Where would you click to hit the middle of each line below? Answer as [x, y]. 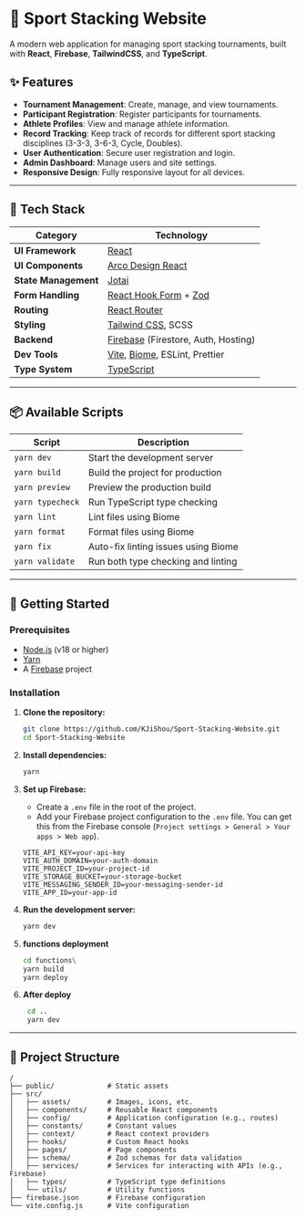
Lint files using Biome [134, 517]
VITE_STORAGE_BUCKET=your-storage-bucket [102, 876]
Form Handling [47, 295]
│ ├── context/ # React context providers [109, 1134]
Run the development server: [79, 909]
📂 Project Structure [65, 1057]
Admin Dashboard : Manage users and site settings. [120, 162]
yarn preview [42, 488]
